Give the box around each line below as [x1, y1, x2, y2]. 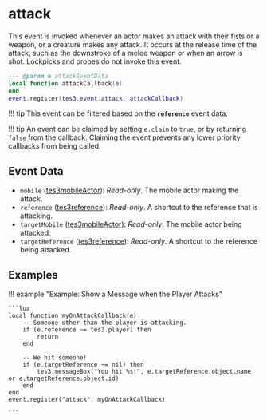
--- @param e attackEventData [8, 72, 109, 80]
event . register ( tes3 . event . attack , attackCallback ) [8, 94, 183, 102]
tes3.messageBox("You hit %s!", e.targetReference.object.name [37, 368, 251, 376]
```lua [8, 305, 30, 313]
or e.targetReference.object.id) [8, 374, 120, 383]
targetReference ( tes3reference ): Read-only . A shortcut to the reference [19, 236, 257, 246]
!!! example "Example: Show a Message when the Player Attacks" [8, 289, 223, 299]
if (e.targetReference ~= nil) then [22, 361, 145, 369]
